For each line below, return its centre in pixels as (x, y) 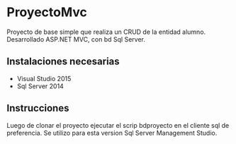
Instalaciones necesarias (63, 62)
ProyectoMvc (47, 12)
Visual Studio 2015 (44, 78)
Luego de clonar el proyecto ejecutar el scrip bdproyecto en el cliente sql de (118, 125)
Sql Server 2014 (40, 86)
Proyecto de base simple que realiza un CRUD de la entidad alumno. (106, 32)
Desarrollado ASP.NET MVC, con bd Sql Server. (76, 39)
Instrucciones (38, 108)
